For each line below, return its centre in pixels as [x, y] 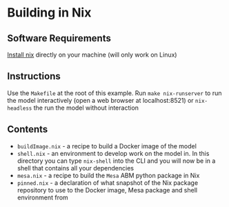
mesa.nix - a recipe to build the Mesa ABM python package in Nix [108, 175]
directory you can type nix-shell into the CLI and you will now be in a [116, 161]
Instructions [34, 76]
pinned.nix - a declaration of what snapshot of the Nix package [108, 183]
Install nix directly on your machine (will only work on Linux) [92, 55]
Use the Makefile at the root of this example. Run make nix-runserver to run [114, 93]
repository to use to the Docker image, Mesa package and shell [107, 190]
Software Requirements [59, 38]
